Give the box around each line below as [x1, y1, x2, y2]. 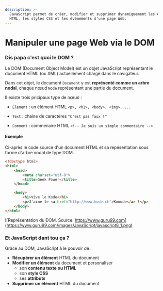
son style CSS [19, 270, 49, 276]
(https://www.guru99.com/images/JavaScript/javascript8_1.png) [5, 222, 133, 228]
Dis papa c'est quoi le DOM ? [5, 54, 74, 61]
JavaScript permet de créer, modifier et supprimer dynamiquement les [9, 12, 155, 16]
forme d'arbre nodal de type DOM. [5, 150, 74, 156]
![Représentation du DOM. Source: [5, 217, 74, 223]
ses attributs [19, 275, 46, 281]
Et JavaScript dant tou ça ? [5, 234, 69, 241]
